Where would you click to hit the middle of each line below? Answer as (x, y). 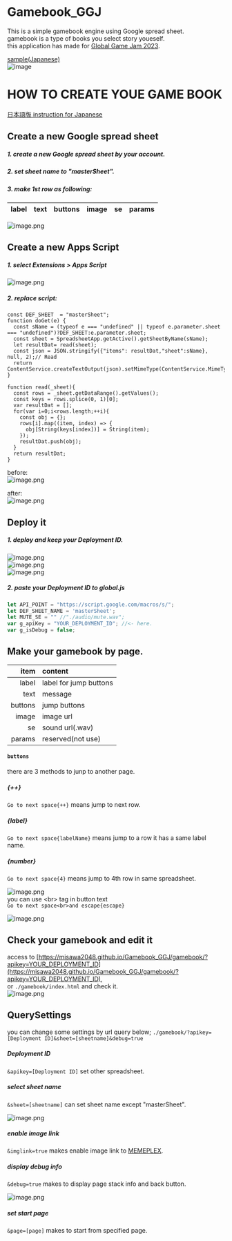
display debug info (35, 1166)
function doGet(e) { (37, 321)
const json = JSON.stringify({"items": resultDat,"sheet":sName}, (111, 351)
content (56, 671)
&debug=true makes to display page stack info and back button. (97, 1184)
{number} (22, 861)
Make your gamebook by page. (75, 652)
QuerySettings (39, 1015)
